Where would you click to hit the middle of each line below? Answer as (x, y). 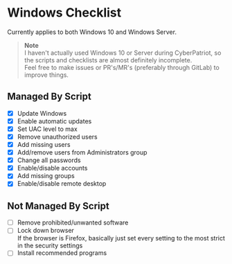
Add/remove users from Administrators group (82, 152)
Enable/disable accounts (52, 168)
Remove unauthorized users (57, 137)
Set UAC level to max (47, 129)
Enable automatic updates (54, 121)
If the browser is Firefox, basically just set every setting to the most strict (121, 238)
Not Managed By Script (58, 206)
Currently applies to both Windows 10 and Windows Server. (92, 32)
